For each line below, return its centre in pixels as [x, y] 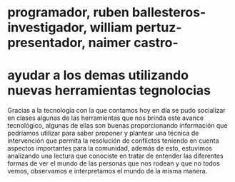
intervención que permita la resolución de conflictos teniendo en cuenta [113, 141]
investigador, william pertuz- [95, 27]
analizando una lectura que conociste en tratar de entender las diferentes [115, 156]
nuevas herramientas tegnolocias [109, 91]
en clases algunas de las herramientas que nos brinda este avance [106, 118]
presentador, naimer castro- [93, 43]
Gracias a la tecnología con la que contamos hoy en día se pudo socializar [117, 111]
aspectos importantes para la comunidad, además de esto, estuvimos [110, 148]
